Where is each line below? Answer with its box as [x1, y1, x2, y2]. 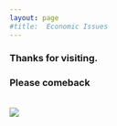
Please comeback [9, 77, 90, 89]
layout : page [9, 13, 59, 23]
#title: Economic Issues [9, 22, 108, 31]
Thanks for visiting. [9, 52, 99, 65]
